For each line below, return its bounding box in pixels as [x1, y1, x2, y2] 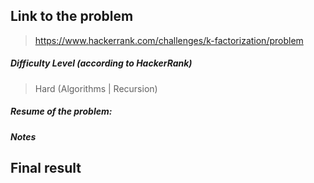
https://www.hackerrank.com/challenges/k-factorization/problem [34, 34, 304, 46]
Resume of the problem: [10, 105, 113, 118]
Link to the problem [10, 8, 134, 25]
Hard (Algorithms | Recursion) [34, 82, 158, 94]
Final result [10, 160, 82, 177]
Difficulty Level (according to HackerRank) [10, 57, 193, 69]
